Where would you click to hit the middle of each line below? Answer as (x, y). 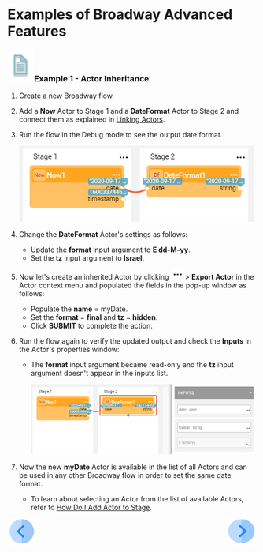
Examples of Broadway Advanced (120, 15)
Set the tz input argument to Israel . (87, 258)
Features (37, 31)
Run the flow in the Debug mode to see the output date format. (120, 135)
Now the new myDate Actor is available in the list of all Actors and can (133, 467)
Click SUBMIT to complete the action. (91, 326)
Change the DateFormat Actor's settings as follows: (103, 235)
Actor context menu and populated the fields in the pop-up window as (133, 285)
